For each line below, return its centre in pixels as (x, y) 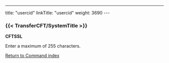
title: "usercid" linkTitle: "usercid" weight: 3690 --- (58, 13)
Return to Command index (32, 56)
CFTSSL (14, 36)
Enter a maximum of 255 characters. (43, 46)
